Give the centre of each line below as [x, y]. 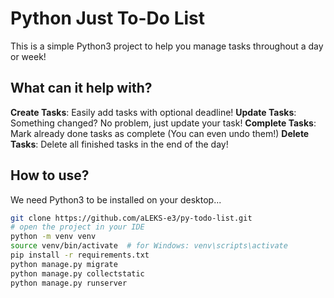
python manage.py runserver [69, 283]
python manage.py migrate [64, 264]
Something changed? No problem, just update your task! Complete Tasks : [163, 123]
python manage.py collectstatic [77, 273]
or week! [28, 56]
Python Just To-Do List [107, 18]
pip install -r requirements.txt [80, 255]
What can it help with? [81, 88]
